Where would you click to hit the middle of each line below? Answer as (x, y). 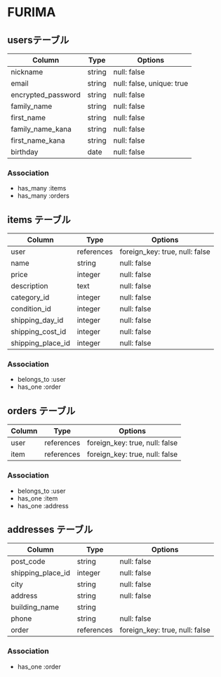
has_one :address (43, 505)
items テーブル (39, 220)
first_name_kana (38, 140)
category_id (30, 297)
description (29, 286)
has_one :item (38, 498)
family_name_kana (41, 129)
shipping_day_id (37, 321)
